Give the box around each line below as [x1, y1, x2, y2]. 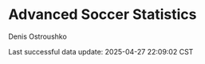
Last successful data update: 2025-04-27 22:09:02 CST [8, 47, 194, 56]
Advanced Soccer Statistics [8, 6, 197, 24]
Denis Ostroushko [8, 32, 68, 41]
